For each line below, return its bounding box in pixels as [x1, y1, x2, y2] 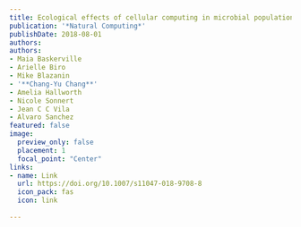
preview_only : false [17, 138, 94, 147]
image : [9, 130, 34, 139]
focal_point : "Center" [17, 154, 102, 164]
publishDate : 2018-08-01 [9, 29, 102, 38]
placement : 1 [17, 146, 66, 155]
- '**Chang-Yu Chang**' [9, 80, 99, 88]
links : [9, 163, 34, 172]
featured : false [9, 122, 70, 130]
